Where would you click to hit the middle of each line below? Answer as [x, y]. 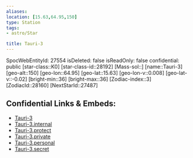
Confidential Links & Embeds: [61, 104]
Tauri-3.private [33, 136]
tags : [13, 28]
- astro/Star [22, 33]
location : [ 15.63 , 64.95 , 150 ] [42, 17]
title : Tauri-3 [25, 44]
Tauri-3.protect [33, 130]
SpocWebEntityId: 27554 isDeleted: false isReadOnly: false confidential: [93, 60]
